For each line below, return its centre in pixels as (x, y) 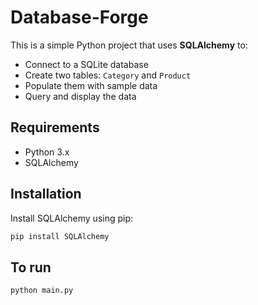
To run (31, 267)
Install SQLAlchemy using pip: (72, 218)
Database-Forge (79, 17)
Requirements (55, 127)
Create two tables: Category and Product (108, 75)
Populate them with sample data (91, 85)
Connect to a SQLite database (86, 64)
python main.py (42, 291)
